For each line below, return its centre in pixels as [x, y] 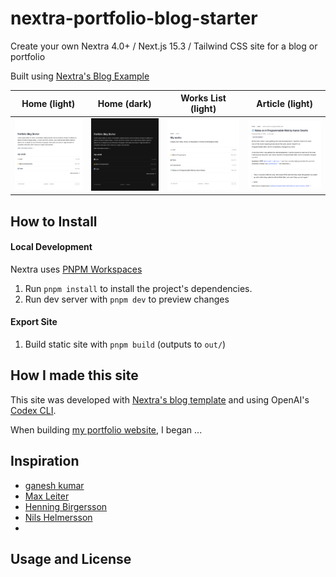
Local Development [51, 247]
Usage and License [71, 559]
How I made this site [74, 375]
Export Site [34, 322]
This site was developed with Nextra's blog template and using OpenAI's [160, 399]
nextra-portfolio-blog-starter [134, 18]
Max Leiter [47, 496]
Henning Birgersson [66, 506]
